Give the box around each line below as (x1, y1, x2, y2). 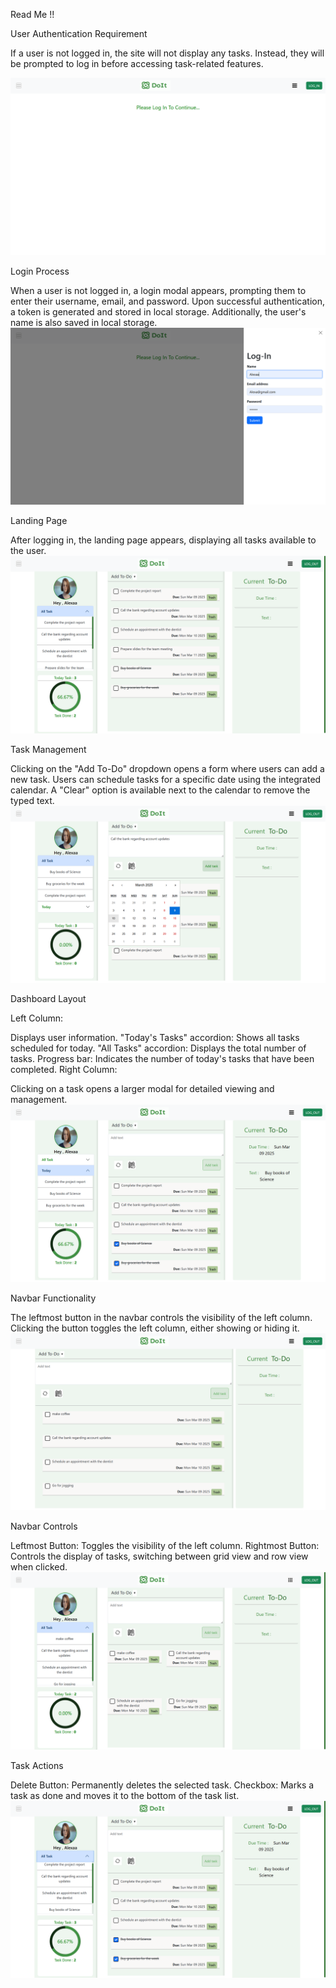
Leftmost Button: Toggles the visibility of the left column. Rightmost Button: (10, 1540, 320, 1551)
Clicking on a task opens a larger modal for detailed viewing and (10, 1083, 275, 1094)
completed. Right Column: (10, 1064, 118, 1075)
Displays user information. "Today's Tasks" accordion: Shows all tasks (10, 1032, 300, 1043)
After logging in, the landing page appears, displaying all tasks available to (10, 534, 317, 546)
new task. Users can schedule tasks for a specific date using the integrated (10, 773, 322, 785)
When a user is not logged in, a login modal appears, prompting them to (10, 284, 307, 296)
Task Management (10, 743, 87, 755)
